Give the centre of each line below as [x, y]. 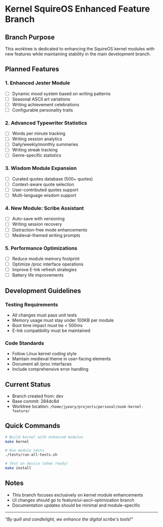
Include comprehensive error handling [50, 369]
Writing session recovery [37, 224]
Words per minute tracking [39, 133]
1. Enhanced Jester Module [38, 83]
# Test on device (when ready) [37, 464]
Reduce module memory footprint [46, 259]
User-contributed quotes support [45, 190]
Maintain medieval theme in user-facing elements [61, 359]
